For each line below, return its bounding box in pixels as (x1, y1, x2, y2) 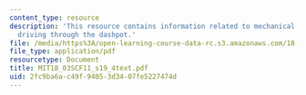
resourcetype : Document (9, 55, 100, 64)
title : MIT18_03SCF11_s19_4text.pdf (9, 64, 148, 73)
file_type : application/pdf (9, 47, 117, 56)
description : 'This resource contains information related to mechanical (9, 22, 296, 31)
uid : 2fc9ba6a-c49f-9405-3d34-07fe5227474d (9, 72, 178, 81)
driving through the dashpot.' (17, 30, 137, 39)
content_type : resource (9, 13, 100, 23)
